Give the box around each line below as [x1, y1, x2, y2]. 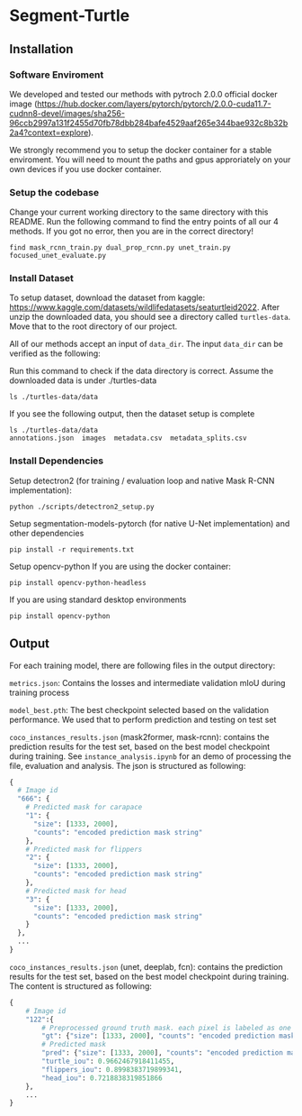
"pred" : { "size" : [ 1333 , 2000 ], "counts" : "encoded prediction [41, 1048, 283, 1057]
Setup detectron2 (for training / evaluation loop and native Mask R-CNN [9, 475, 275, 486]
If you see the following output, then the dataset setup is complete [9, 408, 255, 419]
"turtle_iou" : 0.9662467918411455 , [41, 1057, 175, 1066]
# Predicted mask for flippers [25, 845, 143, 854]
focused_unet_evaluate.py [9, 252, 106, 261]
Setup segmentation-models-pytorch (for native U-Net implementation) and [9, 517, 290, 528]
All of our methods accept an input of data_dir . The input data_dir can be [9, 339, 283, 350]
